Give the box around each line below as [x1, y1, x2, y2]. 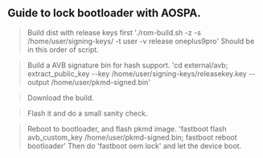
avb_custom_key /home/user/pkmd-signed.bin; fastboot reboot [27, 132, 238, 142]
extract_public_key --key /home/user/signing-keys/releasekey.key [27, 68, 247, 79]
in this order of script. [27, 44, 100, 55]
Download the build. [27, 92, 94, 103]
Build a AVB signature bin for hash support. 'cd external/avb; [27, 60, 228, 70]
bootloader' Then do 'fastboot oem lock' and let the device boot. [27, 140, 242, 151]
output [27, 77, 50, 87]
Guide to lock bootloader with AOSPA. [7, 6, 202, 20]
